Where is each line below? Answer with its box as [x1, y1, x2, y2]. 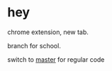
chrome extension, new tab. [7, 28, 89, 36]
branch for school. [7, 41, 62, 50]
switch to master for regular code [7, 55, 105, 64]
